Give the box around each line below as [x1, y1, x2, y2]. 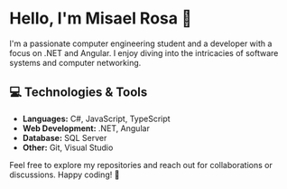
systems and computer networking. [9, 57, 142, 68]
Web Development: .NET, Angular [22, 122, 151, 134]
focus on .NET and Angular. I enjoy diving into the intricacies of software [9, 47, 279, 58]
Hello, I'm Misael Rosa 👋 [9, 8, 192, 29]
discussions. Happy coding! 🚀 [9, 169, 120, 180]
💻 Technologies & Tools [9, 85, 148, 100]
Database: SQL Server [22, 132, 107, 143]
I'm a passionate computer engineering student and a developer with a [9, 38, 273, 49]
